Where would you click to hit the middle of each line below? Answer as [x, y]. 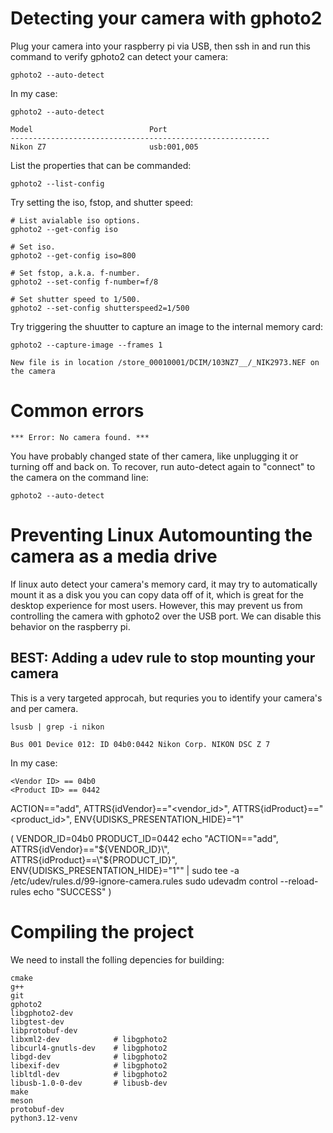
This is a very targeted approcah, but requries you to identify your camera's [166, 698]
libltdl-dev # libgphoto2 [89, 1074]
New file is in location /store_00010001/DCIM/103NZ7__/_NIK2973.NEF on [165, 362]
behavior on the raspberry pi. [70, 626]
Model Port [89, 129]
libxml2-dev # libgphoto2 [89, 1039]
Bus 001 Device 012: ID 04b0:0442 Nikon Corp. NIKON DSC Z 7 [140, 744]
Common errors [77, 411]
